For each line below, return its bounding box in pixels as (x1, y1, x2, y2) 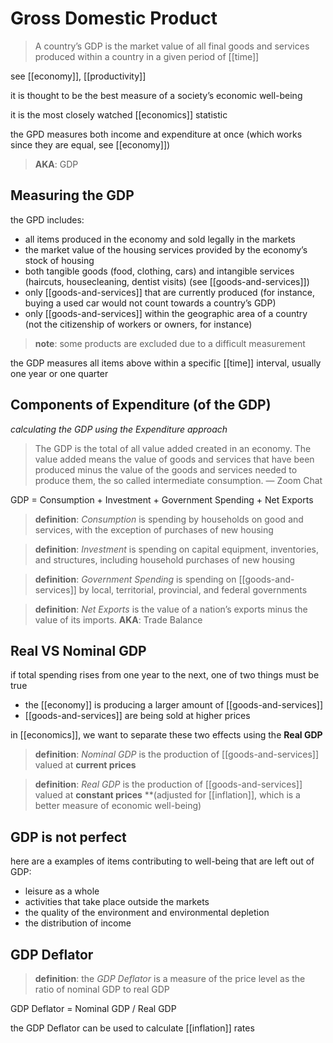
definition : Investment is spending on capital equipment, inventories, (34, 543, 319, 555)
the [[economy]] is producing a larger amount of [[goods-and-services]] (24, 699, 324, 711)
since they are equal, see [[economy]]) (10, 138, 171, 151)
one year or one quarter (10, 367, 109, 379)
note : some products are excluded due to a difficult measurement (34, 337, 306, 349)
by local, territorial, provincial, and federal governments (78, 583, 308, 596)
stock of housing (24, 254, 95, 266)
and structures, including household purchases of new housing (34, 553, 296, 566)
